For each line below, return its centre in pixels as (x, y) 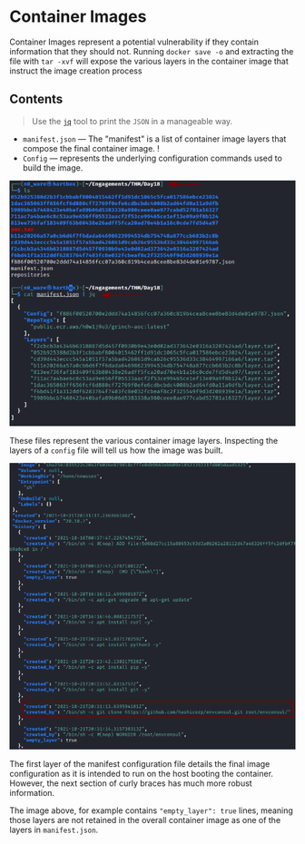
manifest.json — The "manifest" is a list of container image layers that (154, 139)
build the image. (53, 167)
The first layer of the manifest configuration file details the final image (140, 764)
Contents (36, 99)
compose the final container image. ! (91, 148)
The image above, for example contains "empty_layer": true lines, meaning (151, 810)
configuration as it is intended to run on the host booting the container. (142, 774)
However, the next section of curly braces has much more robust (131, 783)
